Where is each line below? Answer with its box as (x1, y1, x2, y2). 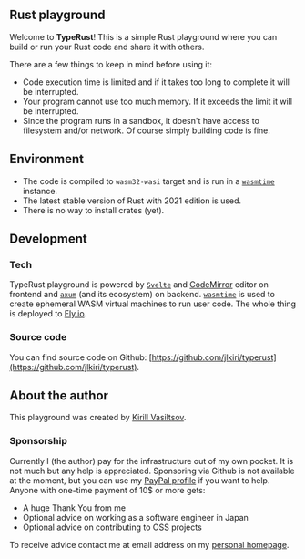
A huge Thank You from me (22, 502, 126, 513)
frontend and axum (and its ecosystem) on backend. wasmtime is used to (9, 289, 276, 300)
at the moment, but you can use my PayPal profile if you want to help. (9, 474, 270, 486)
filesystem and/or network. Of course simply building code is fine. (22, 125, 271, 136)
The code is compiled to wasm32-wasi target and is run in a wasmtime (22, 175, 275, 186)
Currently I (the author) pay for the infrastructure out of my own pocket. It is (9, 455, 294, 466)
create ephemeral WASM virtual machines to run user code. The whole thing (9, 298, 297, 309)
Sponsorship (9, 435, 68, 448)
